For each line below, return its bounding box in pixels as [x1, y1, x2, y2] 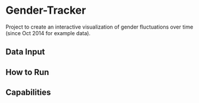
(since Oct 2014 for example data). [5, 29, 91, 36]
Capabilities [5, 88, 51, 98]
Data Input [5, 47, 45, 57]
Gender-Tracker [5, 4, 86, 17]
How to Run [5, 67, 49, 77]
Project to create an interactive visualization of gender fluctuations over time [5, 23, 194, 30]
